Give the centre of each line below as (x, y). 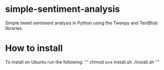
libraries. (14, 28)
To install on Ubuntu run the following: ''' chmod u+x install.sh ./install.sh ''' (82, 62)
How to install (34, 48)
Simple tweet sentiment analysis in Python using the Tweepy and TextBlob (82, 23)
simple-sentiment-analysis (63, 9)
